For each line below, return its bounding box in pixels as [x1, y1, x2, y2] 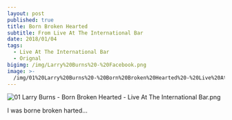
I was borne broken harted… [7, 106, 88, 114]
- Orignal [13, 55, 41, 62]
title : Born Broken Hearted [7, 23, 88, 30]
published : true [7, 17, 54, 23]
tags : [7, 42, 23, 49]
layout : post [7, 10, 45, 17]
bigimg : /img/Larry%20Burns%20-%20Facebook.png [7, 61, 147, 68]
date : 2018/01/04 [7, 36, 57, 43]
